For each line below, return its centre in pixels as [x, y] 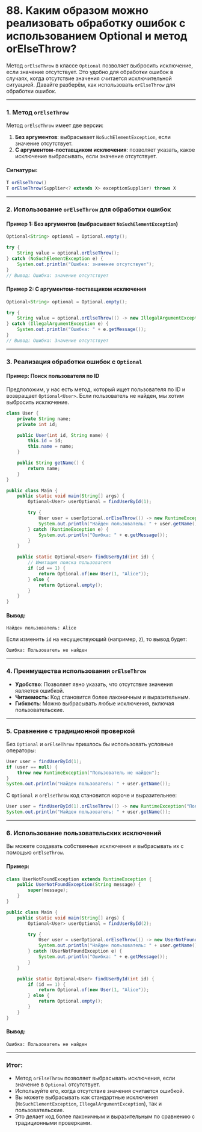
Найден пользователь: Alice [41, 628]
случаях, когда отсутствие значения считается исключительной [89, 78]
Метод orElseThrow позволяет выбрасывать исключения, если [95, 1078]
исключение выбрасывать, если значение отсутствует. [86, 156]
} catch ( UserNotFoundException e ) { [75, 951]
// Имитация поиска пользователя [70, 563]
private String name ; [44, 419]
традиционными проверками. [53, 1123]
